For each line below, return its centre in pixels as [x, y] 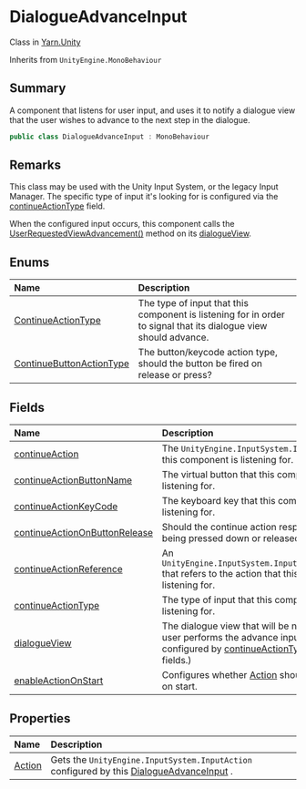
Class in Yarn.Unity [45, 42]
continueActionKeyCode [66, 507]
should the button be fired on [200, 364]
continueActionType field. [57, 206]
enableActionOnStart [59, 681]
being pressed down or [211, 538]
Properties [40, 718]
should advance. [173, 337]
